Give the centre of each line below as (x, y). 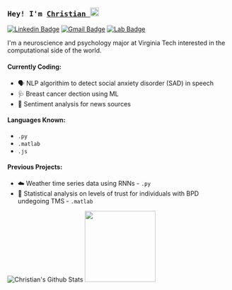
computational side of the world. (54, 50)
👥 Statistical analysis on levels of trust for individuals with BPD (108, 193)
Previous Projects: (35, 167)
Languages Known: (36, 120)
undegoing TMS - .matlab (55, 201)
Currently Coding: (34, 67)
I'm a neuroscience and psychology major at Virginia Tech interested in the (116, 43)
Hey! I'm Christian (47, 14)
